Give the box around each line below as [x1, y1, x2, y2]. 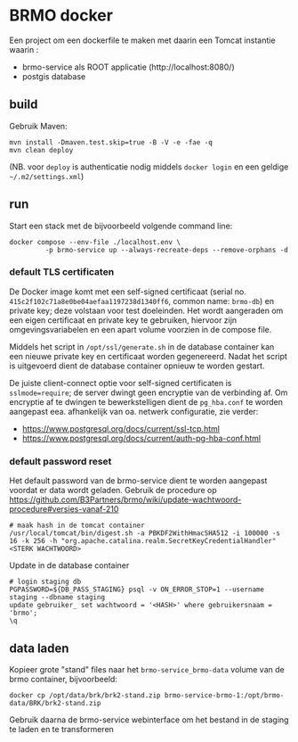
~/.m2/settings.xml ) [9, 170, 85, 181]
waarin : [9, 44, 39, 54]
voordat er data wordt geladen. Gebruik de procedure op [9, 485, 218, 496]
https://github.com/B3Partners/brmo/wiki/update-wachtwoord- [9, 494, 242, 505]
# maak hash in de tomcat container [9, 521, 145, 531]
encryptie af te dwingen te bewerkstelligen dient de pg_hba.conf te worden [9, 396, 283, 407]
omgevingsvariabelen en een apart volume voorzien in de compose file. [9, 324, 272, 334]
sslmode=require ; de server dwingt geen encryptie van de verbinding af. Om [9, 387, 288, 398]
